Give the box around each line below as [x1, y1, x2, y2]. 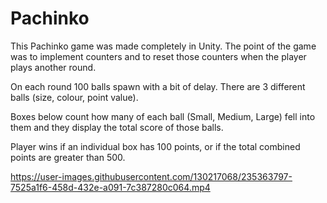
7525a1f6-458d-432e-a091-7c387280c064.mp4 [10, 181, 211, 193]
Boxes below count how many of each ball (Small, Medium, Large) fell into [10, 110, 316, 122]
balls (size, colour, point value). [10, 91, 139, 103]
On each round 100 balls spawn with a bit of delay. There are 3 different [10, 80, 306, 92]
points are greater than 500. [10, 151, 126, 163]
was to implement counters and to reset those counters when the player [10, 50, 307, 62]
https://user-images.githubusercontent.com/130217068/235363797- [10, 170, 293, 182]
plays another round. [10, 61, 97, 73]
